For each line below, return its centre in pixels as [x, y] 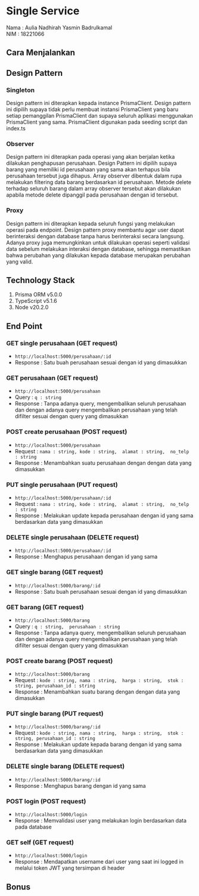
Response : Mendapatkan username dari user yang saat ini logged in [99, 862]
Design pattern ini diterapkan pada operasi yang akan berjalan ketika [91, 157]
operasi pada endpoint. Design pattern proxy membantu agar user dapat [95, 230]
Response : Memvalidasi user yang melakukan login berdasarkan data [100, 821]
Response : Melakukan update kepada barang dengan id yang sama [98, 744]
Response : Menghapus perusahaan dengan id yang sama [86, 557]
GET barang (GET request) [45, 607]
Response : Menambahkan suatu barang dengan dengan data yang [97, 692]
